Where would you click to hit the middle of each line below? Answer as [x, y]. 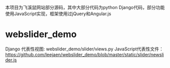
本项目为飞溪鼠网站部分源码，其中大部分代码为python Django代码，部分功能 [85, 7]
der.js [11, 60]
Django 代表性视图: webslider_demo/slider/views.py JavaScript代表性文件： [84, 49]
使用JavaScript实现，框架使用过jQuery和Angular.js [58, 14]
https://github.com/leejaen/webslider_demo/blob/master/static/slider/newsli [84, 54]
